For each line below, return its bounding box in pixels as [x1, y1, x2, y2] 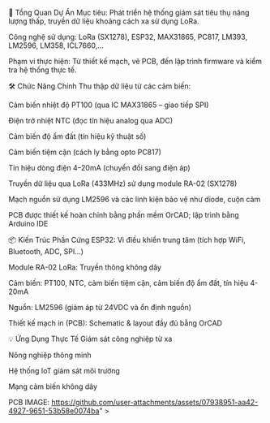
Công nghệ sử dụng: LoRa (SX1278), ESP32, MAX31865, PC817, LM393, [8, 32, 248, 41]
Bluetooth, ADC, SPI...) [8, 247, 84, 256]
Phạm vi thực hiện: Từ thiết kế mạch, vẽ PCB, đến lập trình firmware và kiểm [8, 57, 262, 66]
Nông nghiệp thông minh [8, 350, 92, 360]
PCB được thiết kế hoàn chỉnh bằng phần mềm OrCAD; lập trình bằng [8, 210, 239, 219]
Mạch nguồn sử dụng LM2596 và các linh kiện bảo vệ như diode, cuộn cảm [8, 195, 261, 204]
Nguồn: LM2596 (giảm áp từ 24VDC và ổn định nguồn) [8, 303, 192, 312]
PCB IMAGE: [8, 398, 50, 407]
